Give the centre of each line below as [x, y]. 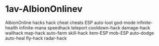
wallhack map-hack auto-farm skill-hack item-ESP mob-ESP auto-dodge [79, 33]
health [12, 27]
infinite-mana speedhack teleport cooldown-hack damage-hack [85, 27]
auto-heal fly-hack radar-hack [36, 38]
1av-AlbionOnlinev [44, 9]
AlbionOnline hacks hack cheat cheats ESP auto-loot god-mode [70, 23]
